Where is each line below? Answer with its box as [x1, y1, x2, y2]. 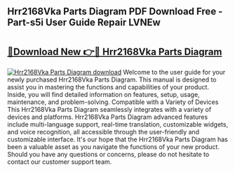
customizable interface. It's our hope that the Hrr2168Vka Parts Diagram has [7, 135, 228, 143]
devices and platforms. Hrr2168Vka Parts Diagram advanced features [7, 113, 208, 121]
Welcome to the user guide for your [122, 68, 226, 76]
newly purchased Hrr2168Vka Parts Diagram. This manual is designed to [7, 75, 217, 84]
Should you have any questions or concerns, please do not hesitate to [7, 150, 210, 158]
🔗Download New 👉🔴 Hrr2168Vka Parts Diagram [7, 46, 222, 58]
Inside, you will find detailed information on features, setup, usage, [7, 91, 200, 98]
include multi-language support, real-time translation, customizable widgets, [7, 120, 229, 129]
